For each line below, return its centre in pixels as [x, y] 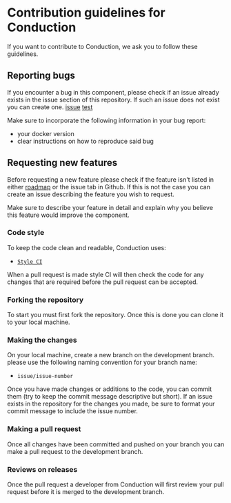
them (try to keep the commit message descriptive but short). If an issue [110, 397]
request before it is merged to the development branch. [86, 492]
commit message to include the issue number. [72, 411]
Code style [26, 233]
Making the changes [42, 340]
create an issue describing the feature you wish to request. [91, 194]
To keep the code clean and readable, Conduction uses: [87, 247]
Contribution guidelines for [86, 13]
